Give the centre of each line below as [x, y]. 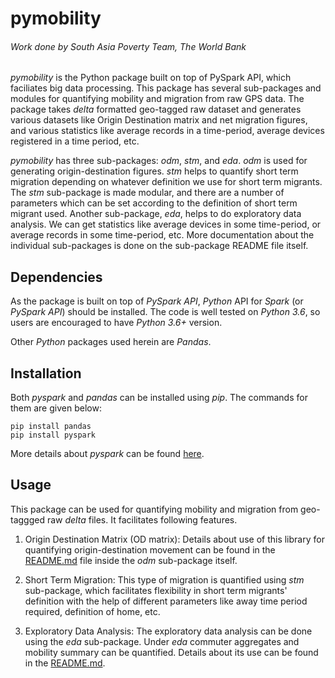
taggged [28, 519]
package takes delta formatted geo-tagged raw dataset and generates [156, 109]
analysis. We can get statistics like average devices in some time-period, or [166, 224]
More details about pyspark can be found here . [107, 454]
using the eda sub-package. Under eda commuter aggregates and [162, 641]
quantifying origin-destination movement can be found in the [150, 549]
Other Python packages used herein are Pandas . [111, 342]
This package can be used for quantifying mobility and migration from [154, 509]
